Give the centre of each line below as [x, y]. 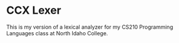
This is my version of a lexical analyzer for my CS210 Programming [90, 27]
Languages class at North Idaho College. [57, 33]
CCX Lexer [34, 10]
